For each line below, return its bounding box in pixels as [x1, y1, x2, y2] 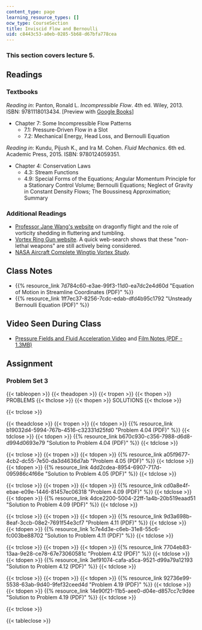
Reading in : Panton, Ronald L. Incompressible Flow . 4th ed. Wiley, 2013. [6, 101, 183, 109]
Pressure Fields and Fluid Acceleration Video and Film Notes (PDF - [14, 335, 183, 342]
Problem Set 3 [6, 376, 49, 385]
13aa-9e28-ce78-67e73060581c [6, 550, 87, 558]
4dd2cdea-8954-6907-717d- [90, 464, 162, 471]
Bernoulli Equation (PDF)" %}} [14, 301, 90, 308]
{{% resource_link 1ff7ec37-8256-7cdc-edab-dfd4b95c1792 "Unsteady [14, 295, 192, 302]
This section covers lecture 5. [6, 51, 95, 60]
